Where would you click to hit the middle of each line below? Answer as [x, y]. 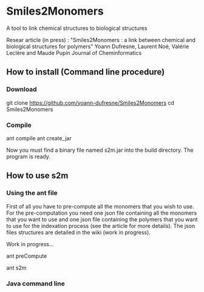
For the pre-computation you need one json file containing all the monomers [102, 213]
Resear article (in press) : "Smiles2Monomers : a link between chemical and [101, 40]
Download [22, 90]
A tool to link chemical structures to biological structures [77, 28]
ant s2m [16, 268]
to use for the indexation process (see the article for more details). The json [101, 226]
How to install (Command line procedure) [86, 72]
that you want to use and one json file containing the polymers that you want [102, 219]
